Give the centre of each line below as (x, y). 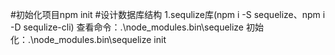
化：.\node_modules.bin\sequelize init (88, 39)
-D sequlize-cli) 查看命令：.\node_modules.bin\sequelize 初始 (137, 27)
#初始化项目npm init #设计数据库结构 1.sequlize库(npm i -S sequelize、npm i (168, 14)
